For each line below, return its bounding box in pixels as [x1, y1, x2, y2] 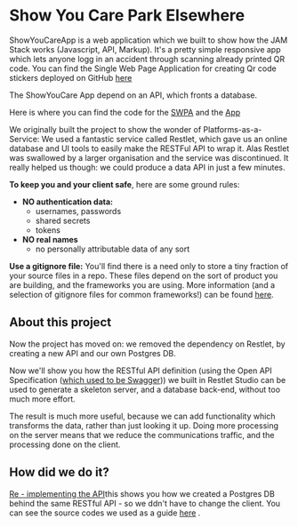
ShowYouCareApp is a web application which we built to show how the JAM [9, 35, 288, 45]
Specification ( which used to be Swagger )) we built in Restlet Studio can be [9, 374, 286, 385]
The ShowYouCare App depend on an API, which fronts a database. [9, 90, 258, 100]
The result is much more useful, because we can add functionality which [9, 411, 276, 421]
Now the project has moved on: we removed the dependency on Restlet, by [9, 339, 286, 349]
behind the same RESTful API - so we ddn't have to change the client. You [9, 498, 281, 508]
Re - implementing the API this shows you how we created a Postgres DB [9, 488, 276, 499]
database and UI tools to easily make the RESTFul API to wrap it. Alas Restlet [9, 143, 290, 154]
